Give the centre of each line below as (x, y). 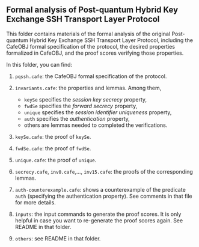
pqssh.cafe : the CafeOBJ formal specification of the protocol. (91, 76)
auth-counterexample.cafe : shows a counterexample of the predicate (100, 189)
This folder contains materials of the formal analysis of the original (88, 34)
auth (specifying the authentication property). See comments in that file (103, 196)
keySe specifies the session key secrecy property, (85, 99)
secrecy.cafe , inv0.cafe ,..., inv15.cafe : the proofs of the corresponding (104, 171)
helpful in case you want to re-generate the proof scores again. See (99, 220)
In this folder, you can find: (39, 64)
